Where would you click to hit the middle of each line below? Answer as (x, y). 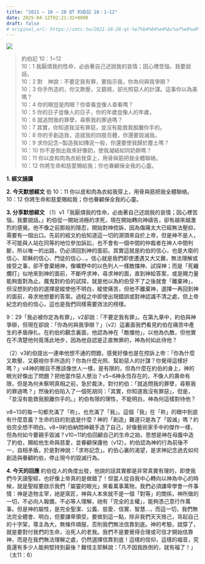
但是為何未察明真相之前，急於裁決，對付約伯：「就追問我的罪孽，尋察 (104, 384)
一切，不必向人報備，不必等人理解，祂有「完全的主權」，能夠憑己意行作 (96, 502)
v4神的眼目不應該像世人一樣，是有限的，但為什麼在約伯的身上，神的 (108, 368)
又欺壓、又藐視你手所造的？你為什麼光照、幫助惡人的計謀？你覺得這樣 (95, 361)
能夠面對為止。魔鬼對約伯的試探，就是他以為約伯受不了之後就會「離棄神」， (101, 281)
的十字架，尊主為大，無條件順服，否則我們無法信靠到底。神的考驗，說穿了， (103, 524)
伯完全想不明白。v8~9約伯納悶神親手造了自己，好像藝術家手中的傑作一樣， (101, 427)
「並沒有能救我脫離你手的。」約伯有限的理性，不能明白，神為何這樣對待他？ (101, 399)
